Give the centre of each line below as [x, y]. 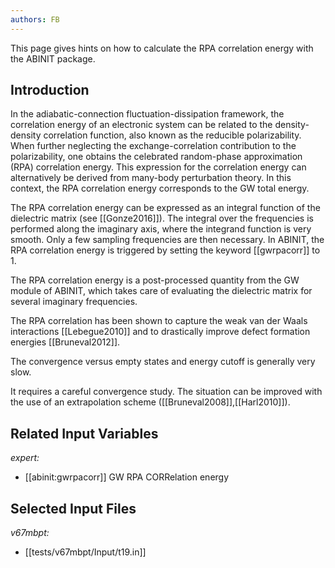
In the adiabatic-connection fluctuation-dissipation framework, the [147, 114]
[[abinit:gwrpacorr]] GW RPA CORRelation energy [127, 477]
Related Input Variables [84, 433]
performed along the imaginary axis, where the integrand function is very [161, 229]
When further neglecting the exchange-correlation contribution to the [153, 146]
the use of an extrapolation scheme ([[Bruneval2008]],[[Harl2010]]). [150, 402]
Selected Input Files [73, 508]
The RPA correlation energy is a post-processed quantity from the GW [155, 280]
